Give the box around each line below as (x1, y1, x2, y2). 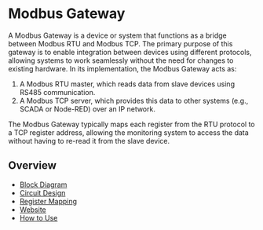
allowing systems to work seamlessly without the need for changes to (8, 56, 234, 65)
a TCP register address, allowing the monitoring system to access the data (8, 127, 249, 137)
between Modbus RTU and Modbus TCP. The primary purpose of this (8, 38, 233, 48)
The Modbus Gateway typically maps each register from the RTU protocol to (8, 119, 255, 129)
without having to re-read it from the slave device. (8, 136, 170, 145)
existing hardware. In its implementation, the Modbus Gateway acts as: (8, 64, 237, 73)
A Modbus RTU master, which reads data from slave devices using (19, 79, 236, 89)
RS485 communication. (19, 87, 96, 97)
